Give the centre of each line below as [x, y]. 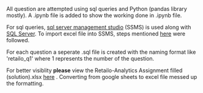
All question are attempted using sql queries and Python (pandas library [97, 9]
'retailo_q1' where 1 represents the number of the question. [80, 58]
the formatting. [25, 83]
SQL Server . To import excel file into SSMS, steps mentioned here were [96, 34]
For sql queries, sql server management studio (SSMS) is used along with [99, 27]
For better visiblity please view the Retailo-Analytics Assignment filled [94, 70]
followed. [18, 40]
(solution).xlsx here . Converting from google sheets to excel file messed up [102, 77]
